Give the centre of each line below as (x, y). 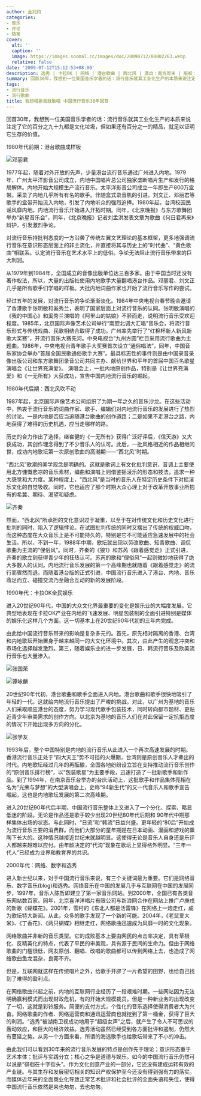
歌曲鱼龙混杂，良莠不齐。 (43, 958)
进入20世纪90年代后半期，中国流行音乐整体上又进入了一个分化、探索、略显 (99, 807)
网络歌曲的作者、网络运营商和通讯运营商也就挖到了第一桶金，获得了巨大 (106, 1014)
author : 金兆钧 (24, 12)
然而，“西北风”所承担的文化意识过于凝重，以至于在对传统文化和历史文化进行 (100, 519)
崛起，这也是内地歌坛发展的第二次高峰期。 (59, 795)
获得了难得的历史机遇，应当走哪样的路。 (61, 423)
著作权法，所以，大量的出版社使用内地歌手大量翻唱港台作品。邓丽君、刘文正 (100, 280)
